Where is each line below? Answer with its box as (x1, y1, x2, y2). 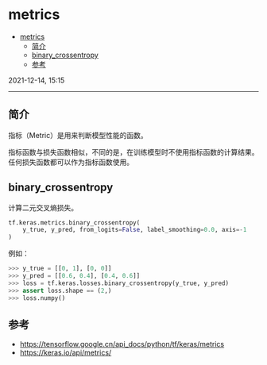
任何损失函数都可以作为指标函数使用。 (8, 157, 133, 167)
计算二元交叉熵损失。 (8, 202, 78, 212)
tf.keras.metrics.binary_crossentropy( (8, 218, 141, 227)
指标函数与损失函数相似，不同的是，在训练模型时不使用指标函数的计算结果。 (8, 147, 259, 156)
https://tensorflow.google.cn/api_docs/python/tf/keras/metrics (19, 340, 225, 349)
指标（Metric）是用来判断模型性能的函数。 (8, 130, 149, 140)
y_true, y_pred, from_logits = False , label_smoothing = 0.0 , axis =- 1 (22, 226, 247, 234)
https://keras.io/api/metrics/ (19, 348, 112, 358)
